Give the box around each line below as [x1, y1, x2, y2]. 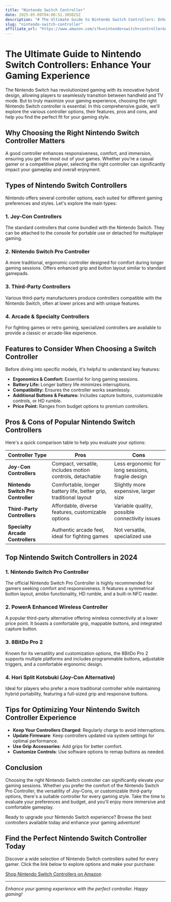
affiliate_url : [5, 26, 38, 32]
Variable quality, [114, 502, 153, 509]
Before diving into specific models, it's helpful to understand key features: [5, 366, 160, 372]
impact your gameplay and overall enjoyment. [5, 166, 101, 172]
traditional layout [51, 494, 92, 501]
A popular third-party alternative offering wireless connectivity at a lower [5, 615, 158, 621]
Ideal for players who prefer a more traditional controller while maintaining [5, 685, 160, 692]
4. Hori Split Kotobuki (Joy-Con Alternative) [5, 674, 116, 681]
